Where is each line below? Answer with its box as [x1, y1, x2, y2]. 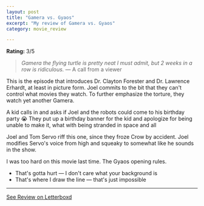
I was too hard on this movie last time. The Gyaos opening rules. [6, 158, 167, 165]
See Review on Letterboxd [6, 193, 72, 201]
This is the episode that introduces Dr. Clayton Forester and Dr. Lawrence [6, 78, 190, 85]
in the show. [6, 146, 36, 153]
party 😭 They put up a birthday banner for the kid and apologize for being [6, 115, 192, 122]
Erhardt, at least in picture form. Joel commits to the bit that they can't [6, 84, 182, 91]
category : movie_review [6, 25, 67, 32]
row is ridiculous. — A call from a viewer [21, 66, 123, 73]
